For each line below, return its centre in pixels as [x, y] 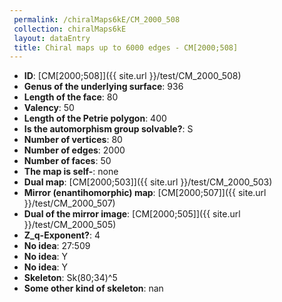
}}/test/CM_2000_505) [70, 225]
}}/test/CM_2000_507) [69, 203]
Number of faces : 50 [67, 161]
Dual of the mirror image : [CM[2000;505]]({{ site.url [132, 214]
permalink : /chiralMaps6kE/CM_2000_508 [97, 19]
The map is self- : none [71, 172]
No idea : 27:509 [57, 246]
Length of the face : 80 [71, 97]
